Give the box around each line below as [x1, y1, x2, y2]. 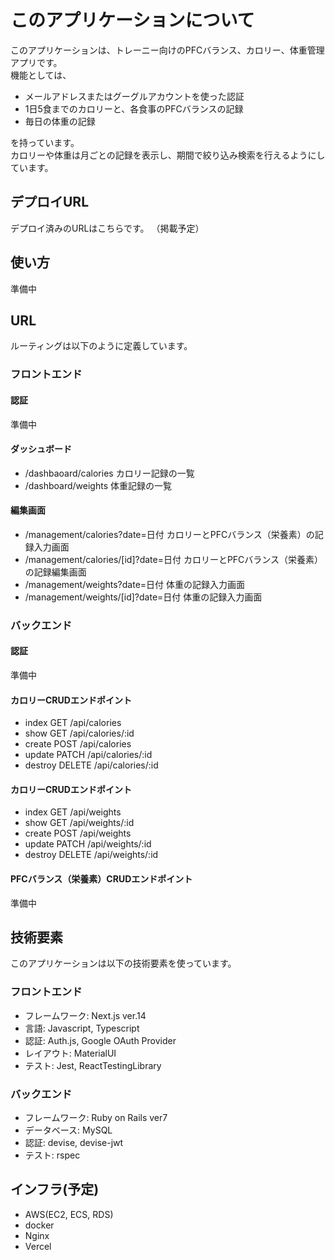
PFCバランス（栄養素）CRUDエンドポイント [10, 873, 193, 885]
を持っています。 [10, 136, 80, 148]
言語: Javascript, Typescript [24, 1022, 140, 1034]
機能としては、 [10, 69, 72, 81]
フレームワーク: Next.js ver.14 [24, 1009, 147, 1021]
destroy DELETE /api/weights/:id [24, 849, 159, 861]
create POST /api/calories [24, 738, 132, 750]
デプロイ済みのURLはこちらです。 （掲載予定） [10, 222, 205, 234]
